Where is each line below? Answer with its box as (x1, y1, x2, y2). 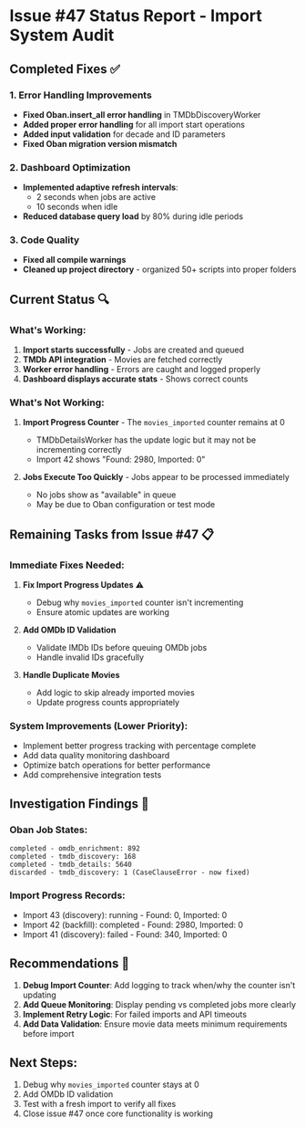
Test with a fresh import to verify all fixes (22, 1099, 177, 1110)
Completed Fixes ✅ (9, 61, 121, 77)
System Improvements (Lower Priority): (9, 720, 188, 733)
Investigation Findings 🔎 (9, 796, 150, 811)
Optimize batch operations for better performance (22, 759, 211, 771)
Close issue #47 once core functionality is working (22, 1108, 214, 1119)
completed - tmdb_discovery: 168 (9, 852, 137, 862)
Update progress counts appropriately (36, 697, 180, 708)
